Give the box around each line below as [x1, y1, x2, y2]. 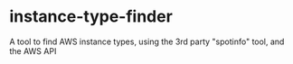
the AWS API [9, 45, 57, 56]
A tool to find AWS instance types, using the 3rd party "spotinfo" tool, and [9, 36, 285, 47]
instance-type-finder [9, 6, 174, 27]
